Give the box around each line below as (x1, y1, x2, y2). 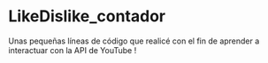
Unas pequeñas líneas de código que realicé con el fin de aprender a (8, 35, 260, 46)
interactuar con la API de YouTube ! (8, 44, 137, 55)
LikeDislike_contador (8, 6, 165, 27)
